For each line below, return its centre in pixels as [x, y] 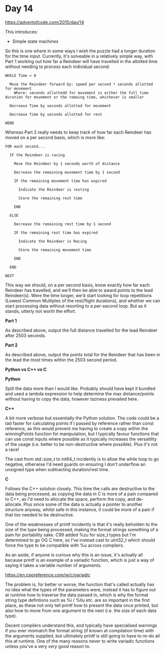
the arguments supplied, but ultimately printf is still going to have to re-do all [82, 636]
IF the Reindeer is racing [37, 155]
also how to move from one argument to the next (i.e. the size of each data [81, 610]
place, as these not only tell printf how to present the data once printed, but [82, 605]
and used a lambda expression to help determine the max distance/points [80, 394]
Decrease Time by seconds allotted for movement [60, 106]
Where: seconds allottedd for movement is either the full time [81, 93]
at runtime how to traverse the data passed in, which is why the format [77, 595]
